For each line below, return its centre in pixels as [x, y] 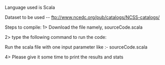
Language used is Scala [30, 7]
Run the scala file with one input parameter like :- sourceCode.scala [76, 47]
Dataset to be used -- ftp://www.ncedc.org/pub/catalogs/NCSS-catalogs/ [82, 17]
